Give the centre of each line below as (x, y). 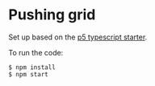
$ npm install (32, 67)
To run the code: (36, 52)
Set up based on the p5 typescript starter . (78, 37)
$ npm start (28, 74)
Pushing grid (52, 15)
